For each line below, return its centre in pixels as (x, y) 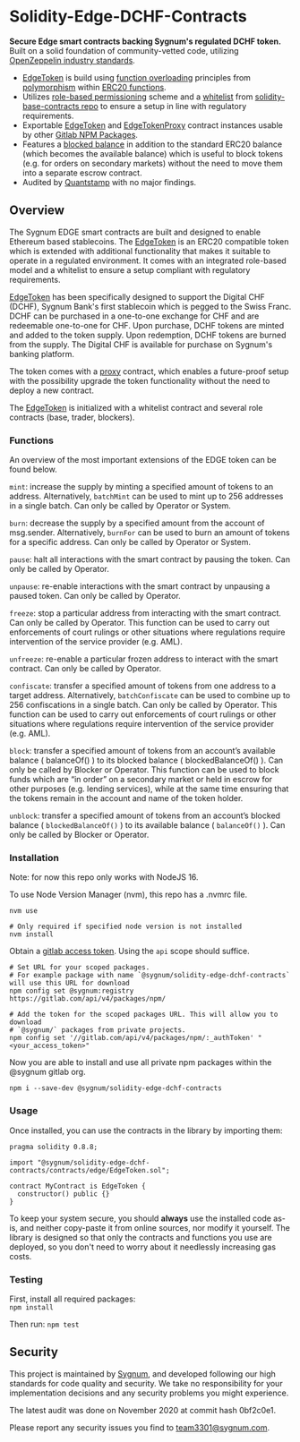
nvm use (24, 911)
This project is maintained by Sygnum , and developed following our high (142, 1374)
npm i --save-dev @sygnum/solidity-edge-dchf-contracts (116, 1088)
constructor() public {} (64, 1194)
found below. (33, 469)
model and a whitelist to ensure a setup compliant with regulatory (130, 269)
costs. (21, 1256)
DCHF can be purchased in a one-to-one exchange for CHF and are (134, 316)
